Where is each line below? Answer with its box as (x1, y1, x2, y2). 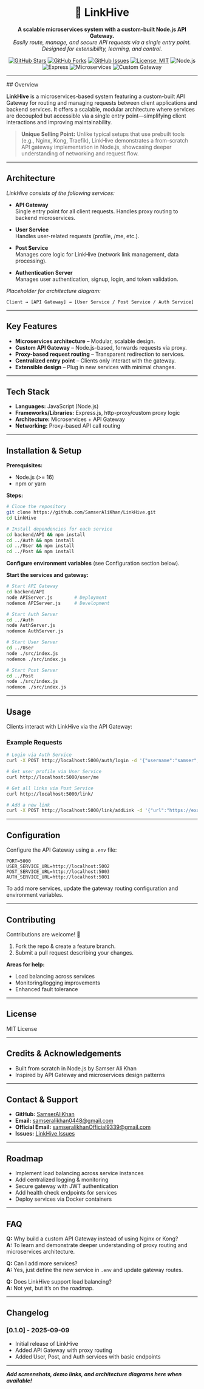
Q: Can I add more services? (6, 1259, 78, 1267)
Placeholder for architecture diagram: (6, 287, 101, 294)
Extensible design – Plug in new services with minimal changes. (15, 363, 176, 370)
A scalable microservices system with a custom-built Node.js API (18, 26, 186, 33)
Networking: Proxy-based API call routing (15, 422, 121, 429)
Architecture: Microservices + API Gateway (15, 415, 126, 423)
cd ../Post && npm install (6, 548, 75, 555)
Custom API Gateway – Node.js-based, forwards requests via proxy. (15, 344, 187, 351)
